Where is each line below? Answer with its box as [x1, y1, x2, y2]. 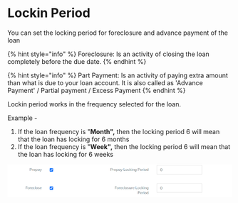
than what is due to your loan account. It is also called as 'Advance [7, 78, 203, 87]
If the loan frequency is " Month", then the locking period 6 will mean [17, 127, 220, 136]
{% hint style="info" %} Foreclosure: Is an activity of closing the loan [7, 50, 210, 58]
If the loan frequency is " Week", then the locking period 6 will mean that [17, 142, 231, 150]
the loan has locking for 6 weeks [17, 150, 114, 158]
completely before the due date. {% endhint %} [7, 57, 147, 65]
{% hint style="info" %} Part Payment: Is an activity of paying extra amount [7, 71, 228, 79]
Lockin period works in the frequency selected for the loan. [7, 99, 182, 108]
